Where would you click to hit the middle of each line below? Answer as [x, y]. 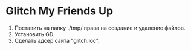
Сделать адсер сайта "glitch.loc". [57, 40]
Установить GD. [34, 34]
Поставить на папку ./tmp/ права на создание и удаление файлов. [100, 28]
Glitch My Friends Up [59, 11]
